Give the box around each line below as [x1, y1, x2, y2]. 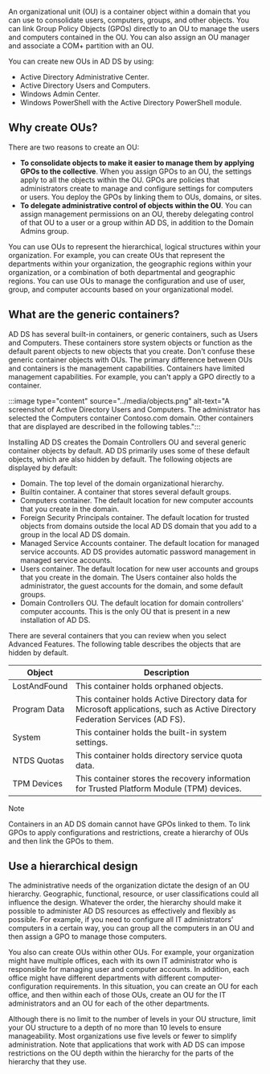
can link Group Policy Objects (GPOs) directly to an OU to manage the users [8, 24, 260, 33]
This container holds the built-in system [75, 727, 227, 738]
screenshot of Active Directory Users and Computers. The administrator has [8, 404, 261, 414]
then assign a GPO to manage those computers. [8, 932, 167, 941]
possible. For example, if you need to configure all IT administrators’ [8, 915, 234, 924]
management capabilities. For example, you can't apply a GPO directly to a [8, 371, 256, 381]
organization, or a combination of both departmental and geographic [8, 267, 235, 277]
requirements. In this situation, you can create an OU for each [54, 982, 259, 991]
